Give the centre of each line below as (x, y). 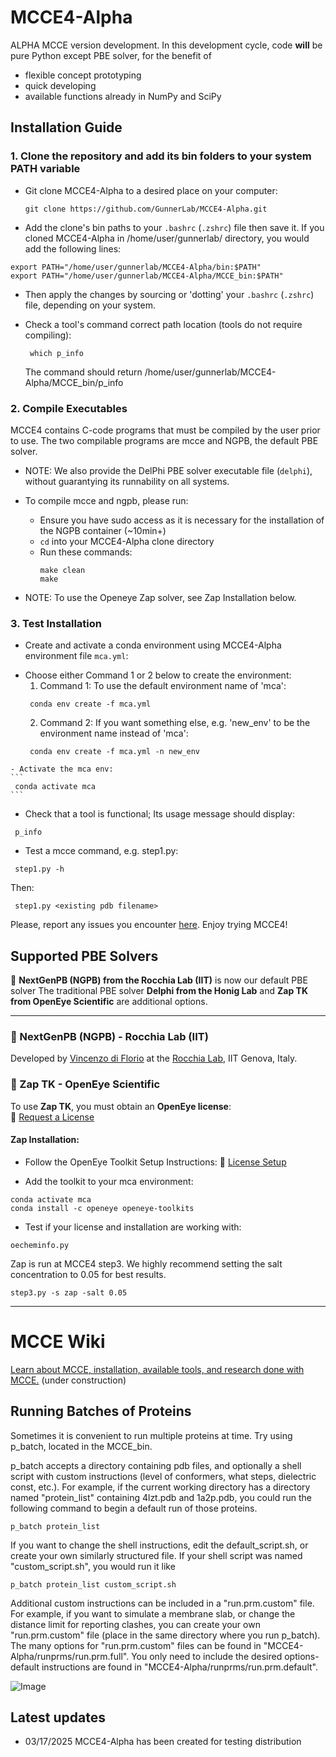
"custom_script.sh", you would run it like (93, 1566)
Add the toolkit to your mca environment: (109, 1181)
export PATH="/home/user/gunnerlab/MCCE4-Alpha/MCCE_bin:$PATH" (147, 276)
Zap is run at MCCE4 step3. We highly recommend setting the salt (146, 1263)
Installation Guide (66, 127)
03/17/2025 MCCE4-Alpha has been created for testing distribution (163, 1742)
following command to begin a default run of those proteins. (134, 1508)
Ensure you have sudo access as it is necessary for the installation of (182, 520)
